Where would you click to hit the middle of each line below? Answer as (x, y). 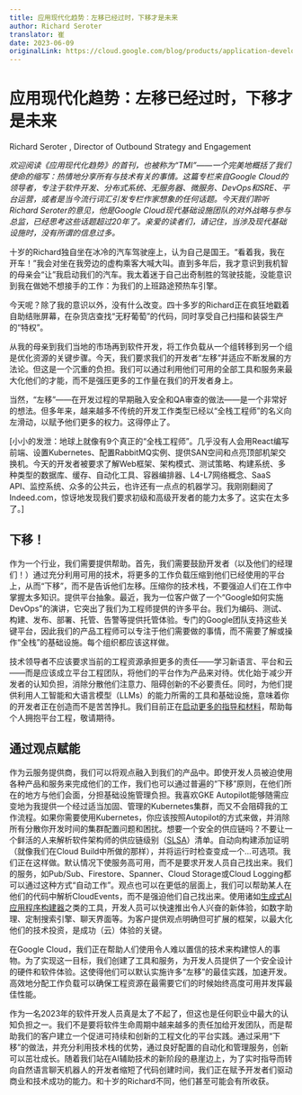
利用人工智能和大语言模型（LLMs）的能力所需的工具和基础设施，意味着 (149, 695)
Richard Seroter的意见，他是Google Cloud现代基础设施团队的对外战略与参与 (151, 210)
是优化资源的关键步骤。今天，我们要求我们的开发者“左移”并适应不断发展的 (147, 358)
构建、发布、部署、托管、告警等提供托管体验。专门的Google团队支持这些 (145, 619)
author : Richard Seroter (56, 26)
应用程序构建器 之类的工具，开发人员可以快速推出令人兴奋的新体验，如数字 (147, 908)
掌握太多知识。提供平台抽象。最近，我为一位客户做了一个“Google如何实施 (147, 597)
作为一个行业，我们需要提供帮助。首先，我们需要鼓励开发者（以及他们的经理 (151, 563)
